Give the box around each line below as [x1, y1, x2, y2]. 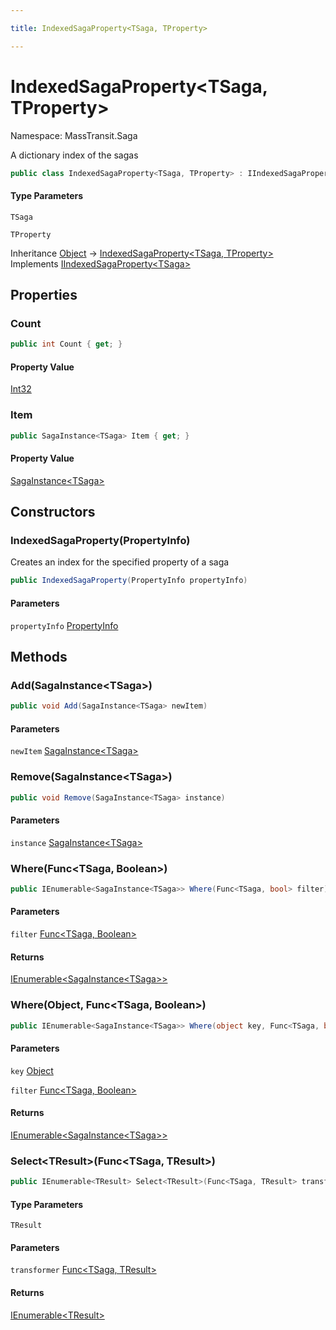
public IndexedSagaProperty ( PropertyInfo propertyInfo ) [10, 576, 248, 586]
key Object [10, 1064, 54, 1076]
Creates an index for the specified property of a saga [10, 556, 230, 568]
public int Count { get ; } [10, 339, 123, 350]
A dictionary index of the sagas [10, 149, 139, 161]
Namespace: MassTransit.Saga [10, 129, 138, 141]
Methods [10, 648, 68, 665]
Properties [10, 287, 78, 304]
